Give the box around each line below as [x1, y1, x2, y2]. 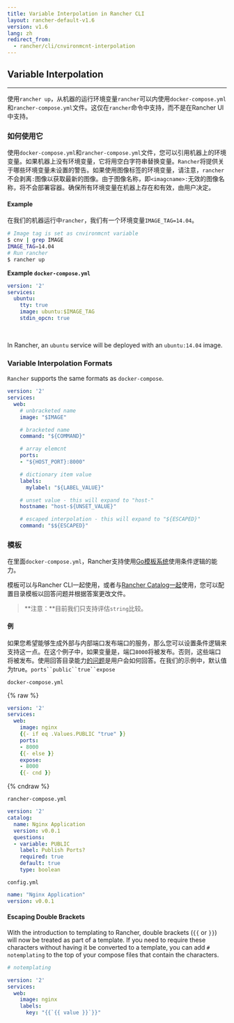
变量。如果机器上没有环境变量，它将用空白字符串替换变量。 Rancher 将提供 [7, 157, 219, 166]
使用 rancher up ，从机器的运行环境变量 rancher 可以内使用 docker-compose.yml [7, 94, 226, 103]
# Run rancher [7, 249, 49, 256]
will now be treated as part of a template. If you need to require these [7, 936, 206, 944]
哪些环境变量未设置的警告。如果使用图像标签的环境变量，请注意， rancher [13, 166, 225, 175]
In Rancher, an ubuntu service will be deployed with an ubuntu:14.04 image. [7, 340, 223, 349]
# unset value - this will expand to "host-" [19, 497, 155, 504]
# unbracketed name [19, 407, 77, 414]
